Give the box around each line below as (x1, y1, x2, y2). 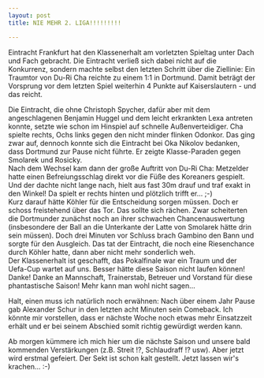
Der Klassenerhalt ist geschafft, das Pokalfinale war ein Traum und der (8, 256, 238, 265)
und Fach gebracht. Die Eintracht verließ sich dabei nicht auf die (8, 56, 217, 65)
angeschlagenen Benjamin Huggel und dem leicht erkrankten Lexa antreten (8, 113, 254, 122)
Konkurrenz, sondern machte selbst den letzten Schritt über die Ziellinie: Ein (8, 64, 255, 73)
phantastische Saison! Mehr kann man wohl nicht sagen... (8, 281, 195, 290)
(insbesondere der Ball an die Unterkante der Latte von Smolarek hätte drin (8, 222, 252, 231)
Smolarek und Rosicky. (8, 155, 83, 164)
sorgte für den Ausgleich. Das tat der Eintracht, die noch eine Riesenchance (8, 238, 255, 249)
